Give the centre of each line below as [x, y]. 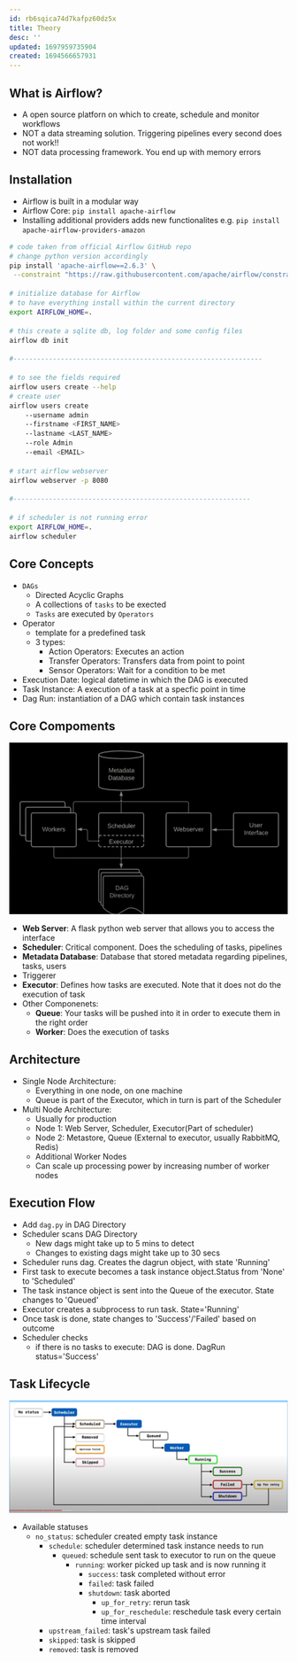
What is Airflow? [56, 93]
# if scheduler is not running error [79, 518]
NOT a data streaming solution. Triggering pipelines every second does [152, 133]
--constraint [37, 275]
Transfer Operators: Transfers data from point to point [147, 661]
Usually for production [76, 1118]
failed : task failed [121, 1584]
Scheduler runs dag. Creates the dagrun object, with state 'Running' [146, 1262]
